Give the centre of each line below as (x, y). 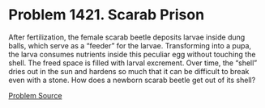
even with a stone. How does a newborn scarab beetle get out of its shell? (132, 80)
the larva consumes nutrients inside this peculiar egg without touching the (132, 54)
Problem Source (35, 95)
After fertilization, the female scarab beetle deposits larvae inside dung (127, 37)
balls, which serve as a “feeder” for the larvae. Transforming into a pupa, (130, 45)
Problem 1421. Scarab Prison (107, 15)
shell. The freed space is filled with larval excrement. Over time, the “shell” (133, 63)
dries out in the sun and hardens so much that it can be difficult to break (129, 71)
